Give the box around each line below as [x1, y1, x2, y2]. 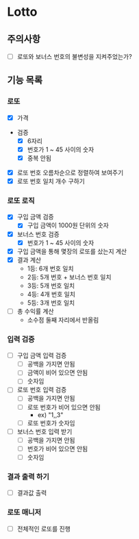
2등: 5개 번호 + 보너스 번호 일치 [27, 273, 112, 281]
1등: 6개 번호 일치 [27, 264, 74, 273]
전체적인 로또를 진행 [16, 525, 71, 533]
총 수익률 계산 [16, 307, 54, 315]
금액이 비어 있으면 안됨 [27, 368, 88, 377]
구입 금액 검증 [16, 213, 54, 221]
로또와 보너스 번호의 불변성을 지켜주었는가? [16, 53, 132, 60]
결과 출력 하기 [7, 472, 50, 481]
